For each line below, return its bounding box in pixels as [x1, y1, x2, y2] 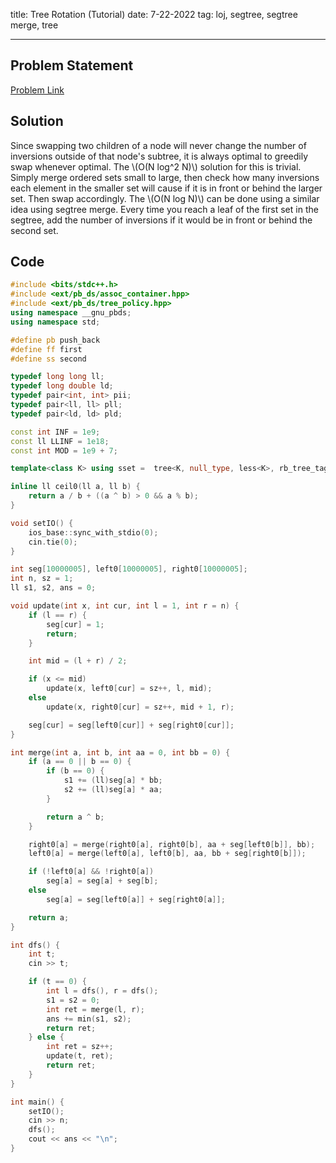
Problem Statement [10, 57, 134, 74]
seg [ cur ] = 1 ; [46, 619, 105, 629]
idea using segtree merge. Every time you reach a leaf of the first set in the [10, 203, 319, 215]
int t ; [28, 949, 56, 959]
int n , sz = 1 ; [10, 574, 74, 584]
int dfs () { [10, 940, 60, 950]
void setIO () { [10, 518, 74, 528]
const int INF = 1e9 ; [10, 427, 101, 437]
